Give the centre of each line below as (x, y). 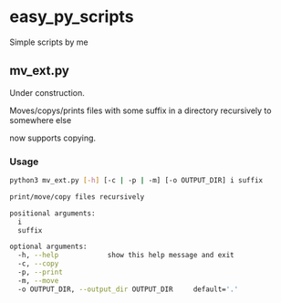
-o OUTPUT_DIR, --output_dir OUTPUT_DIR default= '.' (128, 289)
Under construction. (47, 92)
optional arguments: (49, 247)
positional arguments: (52, 213)
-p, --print (41, 272)
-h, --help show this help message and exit (126, 256)
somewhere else (41, 120)
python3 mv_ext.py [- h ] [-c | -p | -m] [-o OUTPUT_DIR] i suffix (136, 181)
